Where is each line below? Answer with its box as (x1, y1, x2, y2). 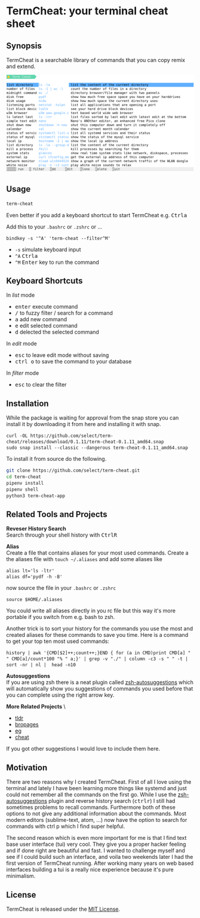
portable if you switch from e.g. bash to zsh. (6, 614, 115, 621)
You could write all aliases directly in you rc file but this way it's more (6, 607, 176, 614)
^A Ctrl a (14, 252, 38, 259)
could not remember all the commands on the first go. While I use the (6, 791, 177, 798)
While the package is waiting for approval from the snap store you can (6, 414, 179, 421)
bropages (14, 721, 39, 728)
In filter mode (6, 369, 39, 377)
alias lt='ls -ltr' (6, 568, 55, 574)
